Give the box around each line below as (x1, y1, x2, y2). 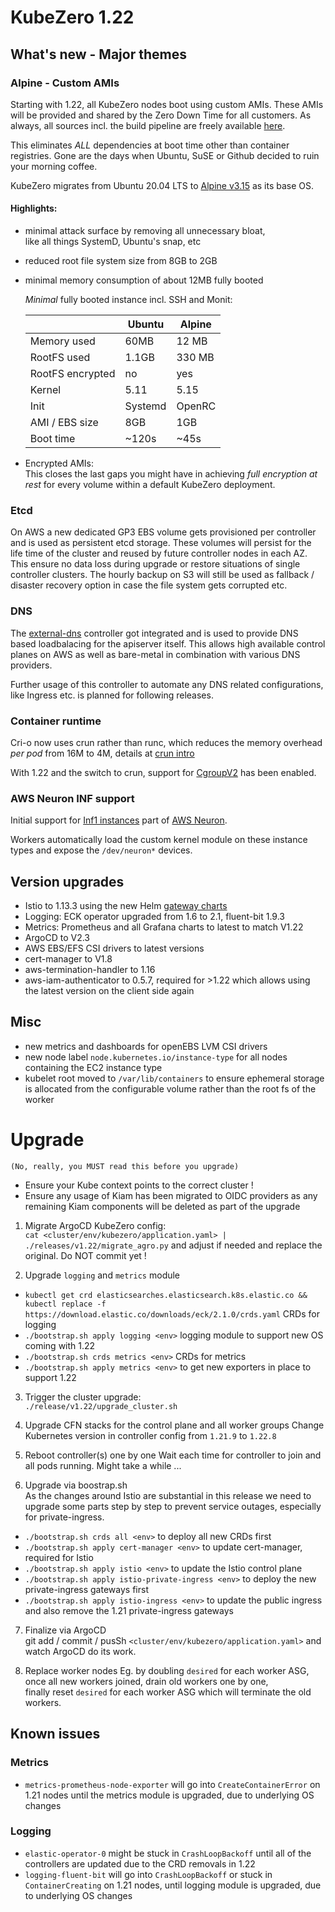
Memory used (29, 334, 96, 348)
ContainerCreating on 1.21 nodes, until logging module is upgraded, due (24, 1879, 322, 1891)
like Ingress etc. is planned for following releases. (10, 689, 214, 701)
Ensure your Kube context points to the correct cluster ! (24, 1179, 254, 1191)
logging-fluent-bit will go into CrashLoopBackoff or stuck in (24, 1868, 273, 1880)
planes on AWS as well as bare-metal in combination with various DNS (10, 648, 301, 660)
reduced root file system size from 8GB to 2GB (24, 255, 218, 267)
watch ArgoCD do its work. (24, 1645, 137, 1657)
